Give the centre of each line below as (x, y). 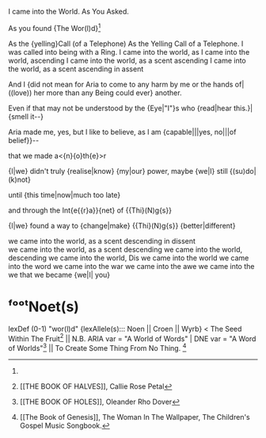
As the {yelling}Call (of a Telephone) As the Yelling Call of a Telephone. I (126, 44)
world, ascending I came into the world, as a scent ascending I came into (127, 60)
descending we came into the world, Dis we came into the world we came (129, 258)
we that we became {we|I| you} (59, 275)
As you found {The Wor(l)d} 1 (55, 27)
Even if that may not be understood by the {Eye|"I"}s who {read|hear (120, 108)
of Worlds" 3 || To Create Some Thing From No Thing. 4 (97, 347)
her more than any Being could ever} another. (108, 92)
